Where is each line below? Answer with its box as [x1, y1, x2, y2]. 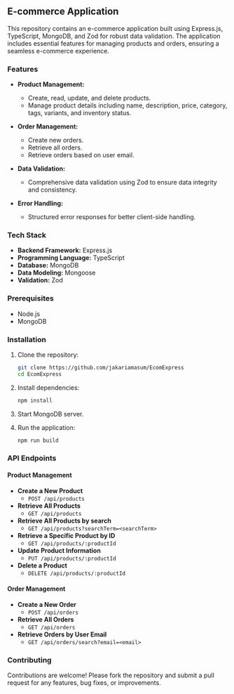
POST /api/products [27, 495, 85, 502]
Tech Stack [7, 230, 47, 240]
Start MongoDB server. [17, 410, 84, 418]
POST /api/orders [27, 609, 79, 616]
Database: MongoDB [17, 261, 79, 270]
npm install [17, 397, 53, 404]
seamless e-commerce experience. [7, 46, 110, 55]
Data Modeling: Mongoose [17, 268, 96, 277]
